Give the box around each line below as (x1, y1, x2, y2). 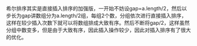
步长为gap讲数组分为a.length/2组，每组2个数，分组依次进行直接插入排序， (6, 12, 187, 19)
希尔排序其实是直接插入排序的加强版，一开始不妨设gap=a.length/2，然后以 (6, 5, 188, 11)
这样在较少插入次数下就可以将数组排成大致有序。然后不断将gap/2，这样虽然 (6, 20, 190, 26)
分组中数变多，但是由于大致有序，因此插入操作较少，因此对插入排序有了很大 (6, 26, 191, 33)
